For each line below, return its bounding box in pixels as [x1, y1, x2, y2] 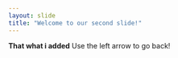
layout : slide [8, 11, 56, 20]
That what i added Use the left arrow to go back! [8, 41, 171, 50]
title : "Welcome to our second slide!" [8, 19, 143, 27]
